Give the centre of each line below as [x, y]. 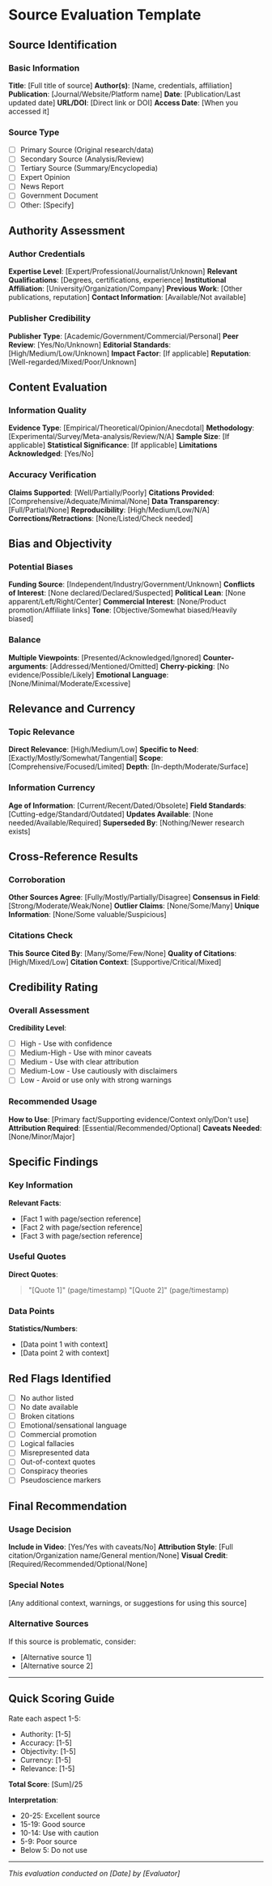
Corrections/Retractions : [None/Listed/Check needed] [101, 518]
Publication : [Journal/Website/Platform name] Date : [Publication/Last [125, 94]
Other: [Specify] [47, 205]
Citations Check [40, 936]
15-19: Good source [53, 1824]
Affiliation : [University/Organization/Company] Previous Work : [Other [125, 288]
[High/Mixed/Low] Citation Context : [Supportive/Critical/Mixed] [115, 962]
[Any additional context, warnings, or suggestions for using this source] [127, 1602]
